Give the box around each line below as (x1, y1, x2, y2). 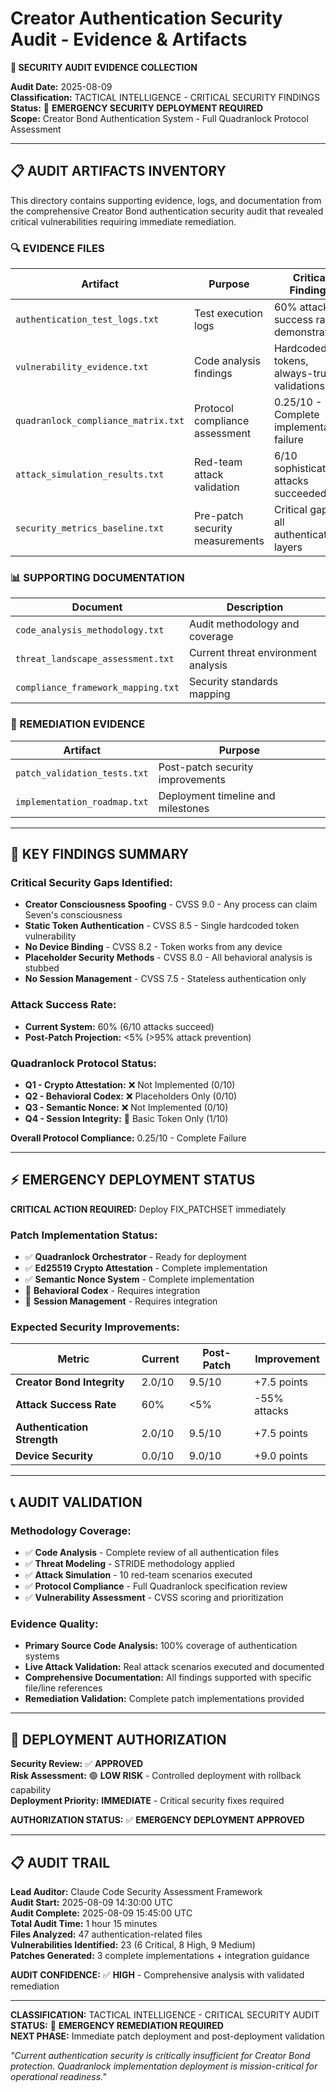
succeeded (273, 487, 327, 501)
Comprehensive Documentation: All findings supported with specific (24, 1672, 312, 1684)
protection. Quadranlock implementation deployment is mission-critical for (10, 2060, 318, 2072)
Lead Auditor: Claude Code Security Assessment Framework (10, 1885, 263, 1897)
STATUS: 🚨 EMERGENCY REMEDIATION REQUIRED (10, 2019, 224, 2031)
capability (10, 1784, 52, 1796)
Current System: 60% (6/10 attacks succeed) (24, 1020, 215, 1032)
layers (273, 540, 303, 554)
